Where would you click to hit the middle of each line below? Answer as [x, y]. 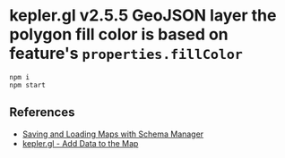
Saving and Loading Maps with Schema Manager [113, 134]
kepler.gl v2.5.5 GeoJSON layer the [143, 16]
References [42, 112]
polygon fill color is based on [119, 34]
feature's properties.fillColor [126, 54]
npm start [28, 85]
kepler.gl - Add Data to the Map [80, 143]
